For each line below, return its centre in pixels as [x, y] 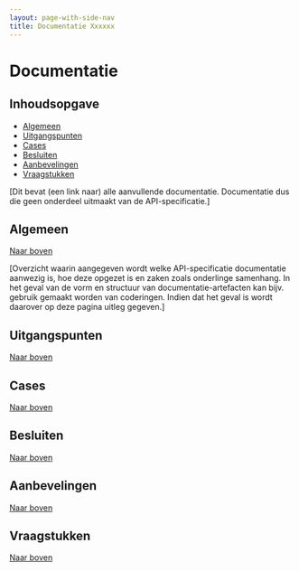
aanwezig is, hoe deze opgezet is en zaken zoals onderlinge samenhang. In [150, 278]
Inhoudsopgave [54, 104]
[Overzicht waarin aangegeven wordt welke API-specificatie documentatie [148, 268]
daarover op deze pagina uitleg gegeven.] [87, 307]
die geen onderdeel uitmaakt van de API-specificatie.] [110, 201]
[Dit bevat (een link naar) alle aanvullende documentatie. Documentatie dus [149, 192]
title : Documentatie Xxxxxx [62, 26]
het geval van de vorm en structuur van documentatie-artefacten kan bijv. [147, 288]
